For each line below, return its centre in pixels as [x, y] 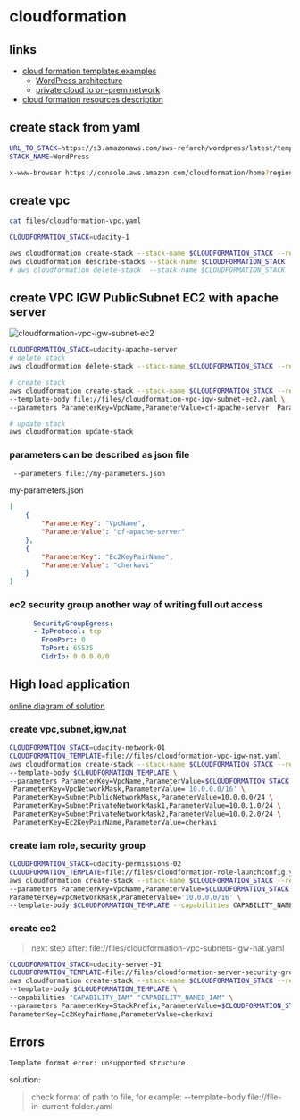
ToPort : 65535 [67, 649]
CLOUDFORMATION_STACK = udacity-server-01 [86, 964]
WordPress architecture [79, 81]
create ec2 [33, 929]
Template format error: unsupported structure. [100, 1063]
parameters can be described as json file [100, 455]
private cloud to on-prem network [98, 90]
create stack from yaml [75, 127]
